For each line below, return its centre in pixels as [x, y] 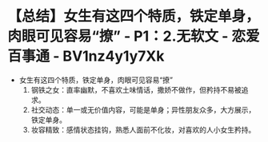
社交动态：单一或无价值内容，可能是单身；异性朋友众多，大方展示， [143, 109]
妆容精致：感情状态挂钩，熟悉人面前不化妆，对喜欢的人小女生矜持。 [143, 129]
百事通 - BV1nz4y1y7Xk [86, 56]
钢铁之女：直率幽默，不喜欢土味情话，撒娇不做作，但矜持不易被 [136, 89]
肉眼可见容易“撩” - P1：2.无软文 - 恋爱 [134, 36]
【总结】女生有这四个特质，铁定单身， [134, 16]
